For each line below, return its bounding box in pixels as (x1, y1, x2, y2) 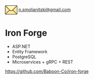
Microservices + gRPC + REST (12, 59, 74, 64)
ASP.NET (12, 43, 31, 49)
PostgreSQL (12, 54, 37, 60)
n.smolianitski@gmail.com (18, 6, 71, 12)
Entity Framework (12, 48, 48, 54)
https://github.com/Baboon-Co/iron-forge (5, 68, 89, 74)
